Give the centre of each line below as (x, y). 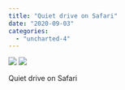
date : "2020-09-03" (41, 24)
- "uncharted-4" (43, 39)
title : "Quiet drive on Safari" (63, 16)
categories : (28, 31)
